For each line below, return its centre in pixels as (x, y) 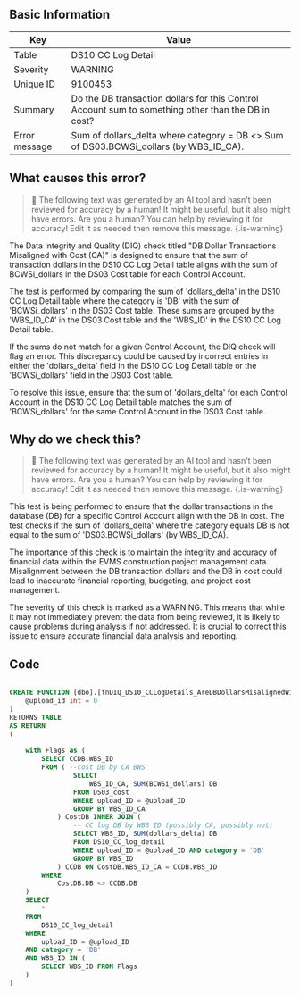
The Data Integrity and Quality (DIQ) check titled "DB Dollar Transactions (143, 246)
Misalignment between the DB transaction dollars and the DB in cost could (146, 572)
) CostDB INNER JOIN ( (99, 817)
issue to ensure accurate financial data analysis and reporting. (124, 636)
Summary (34, 109)
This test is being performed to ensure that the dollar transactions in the (142, 506)
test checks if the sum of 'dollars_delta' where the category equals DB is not (150, 525)
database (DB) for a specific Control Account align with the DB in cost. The (147, 516)
